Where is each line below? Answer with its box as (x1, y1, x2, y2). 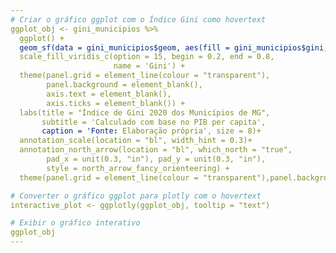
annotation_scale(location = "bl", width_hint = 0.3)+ (19, 136, 253, 146)
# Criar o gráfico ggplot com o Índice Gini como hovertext (10, 14, 267, 25)
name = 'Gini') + (113, 61, 186, 71)
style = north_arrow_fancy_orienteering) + (46, 163, 230, 173)
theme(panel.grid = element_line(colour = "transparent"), (19, 71, 271, 81)
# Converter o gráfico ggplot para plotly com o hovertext (10, 191, 262, 201)
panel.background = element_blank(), (46, 80, 203, 90)
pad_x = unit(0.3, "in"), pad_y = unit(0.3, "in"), (46, 154, 267, 164)
